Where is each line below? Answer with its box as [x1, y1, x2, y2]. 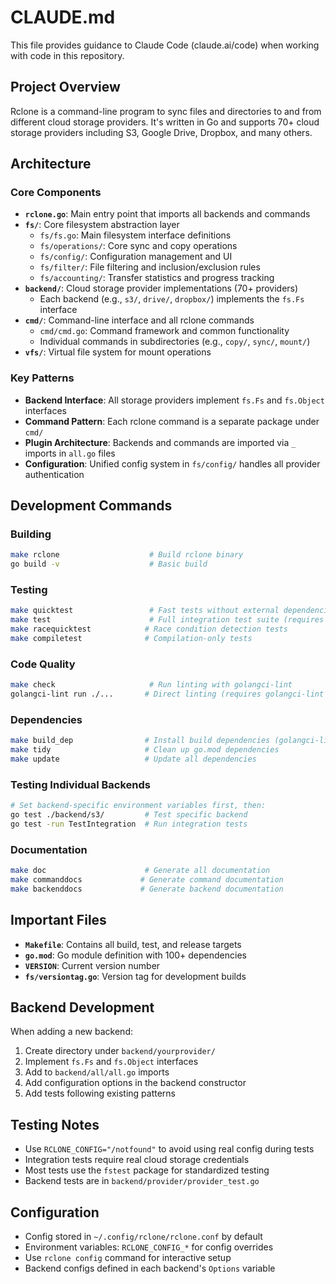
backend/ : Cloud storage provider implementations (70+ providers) [24, 282, 299, 295]
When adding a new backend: [10, 1026, 133, 1038]
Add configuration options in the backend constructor [24, 1077, 247, 1089]
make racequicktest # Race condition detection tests [10, 624, 288, 635]
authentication [24, 468, 85, 480]
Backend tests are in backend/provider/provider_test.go [24, 1175, 260, 1187]
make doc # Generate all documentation [10, 866, 271, 876]
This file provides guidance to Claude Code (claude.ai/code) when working [10, 39, 320, 51]
